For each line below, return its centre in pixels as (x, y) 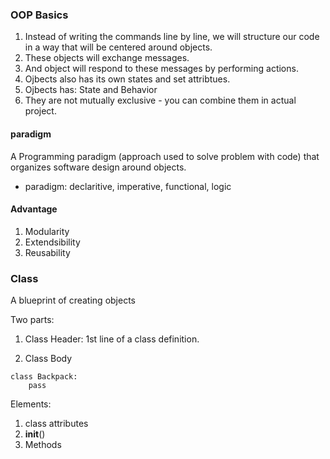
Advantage (34, 209)
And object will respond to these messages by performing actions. (161, 69)
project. (40, 111)
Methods (43, 444)
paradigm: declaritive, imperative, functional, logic (128, 186)
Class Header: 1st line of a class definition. (112, 339)
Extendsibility (52, 242)
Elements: (31, 404)
